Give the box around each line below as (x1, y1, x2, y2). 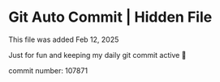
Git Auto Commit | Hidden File (8, 8, 213, 27)
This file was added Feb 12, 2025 (8, 35, 119, 44)
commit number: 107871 (8, 65, 88, 76)
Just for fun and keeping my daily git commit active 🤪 (8, 50, 187, 59)
